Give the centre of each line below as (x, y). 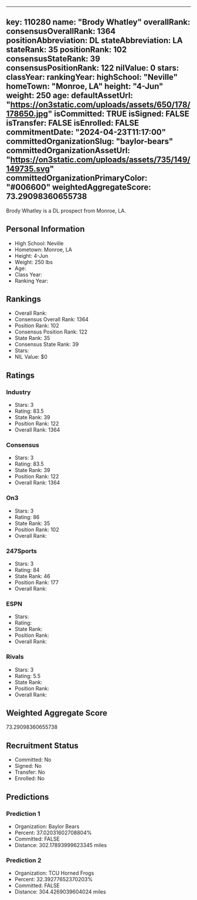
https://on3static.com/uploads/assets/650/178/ (100, 105)
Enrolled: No (30, 778)
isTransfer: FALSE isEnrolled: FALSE (73, 123)
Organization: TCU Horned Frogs (54, 873)
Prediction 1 (23, 814)
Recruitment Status (43, 745)
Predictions (28, 797)
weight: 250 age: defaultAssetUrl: (69, 95)
